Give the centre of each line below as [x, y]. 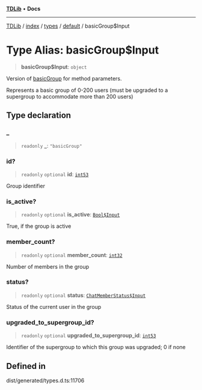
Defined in [26, 366]
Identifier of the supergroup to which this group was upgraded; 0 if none [96, 347]
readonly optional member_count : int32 [72, 255]
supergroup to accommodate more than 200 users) [70, 96]
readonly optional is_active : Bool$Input [70, 215]
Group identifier [26, 186]
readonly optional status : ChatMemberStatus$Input [83, 295]
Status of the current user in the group [54, 306]
